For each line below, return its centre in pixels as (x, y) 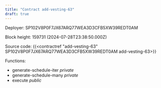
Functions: (15, 61)
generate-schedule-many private (45, 75)
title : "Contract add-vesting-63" (40, 9)
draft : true (17, 14)
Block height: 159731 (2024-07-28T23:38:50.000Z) (56, 37)
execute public (27, 80)
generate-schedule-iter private (43, 70)
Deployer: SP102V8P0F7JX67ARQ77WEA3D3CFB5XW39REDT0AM (72, 27)
